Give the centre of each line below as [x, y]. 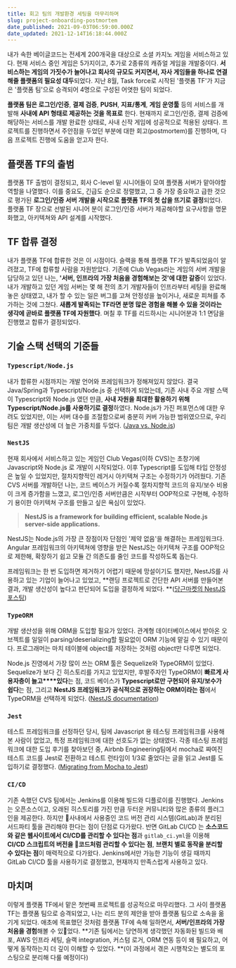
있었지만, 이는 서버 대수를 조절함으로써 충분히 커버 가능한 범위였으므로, [117, 416]
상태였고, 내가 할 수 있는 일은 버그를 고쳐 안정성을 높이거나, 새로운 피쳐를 [119, 295]
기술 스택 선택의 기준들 [53, 346]
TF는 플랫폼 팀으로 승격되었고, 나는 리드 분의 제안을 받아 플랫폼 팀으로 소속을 [112, 913]
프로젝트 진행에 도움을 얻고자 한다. [61, 140]
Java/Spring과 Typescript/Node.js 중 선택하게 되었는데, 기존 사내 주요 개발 [111, 390]
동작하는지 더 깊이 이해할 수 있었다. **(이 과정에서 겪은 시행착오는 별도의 [119, 948]
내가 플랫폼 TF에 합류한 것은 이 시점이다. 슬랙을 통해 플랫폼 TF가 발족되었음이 [113, 260]
